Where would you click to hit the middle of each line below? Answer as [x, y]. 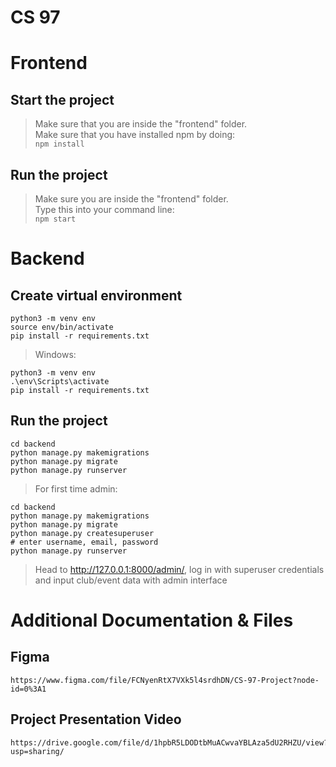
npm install [59, 144]
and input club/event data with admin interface [131, 580]
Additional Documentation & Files [152, 620]
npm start [55, 219]
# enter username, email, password [84, 542]
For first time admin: [76, 488]
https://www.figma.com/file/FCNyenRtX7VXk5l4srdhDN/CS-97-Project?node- [165, 680]
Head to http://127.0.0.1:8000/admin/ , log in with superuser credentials [179, 569]
